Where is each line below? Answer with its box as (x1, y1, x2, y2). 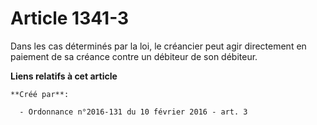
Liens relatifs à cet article (10, 70, 118, 82)
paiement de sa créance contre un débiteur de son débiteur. (10, 50, 258, 62)
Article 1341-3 (10, 7, 130, 30)
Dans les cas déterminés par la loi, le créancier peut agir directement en (10, 40, 307, 52)
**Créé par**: (10, 89, 70, 99)
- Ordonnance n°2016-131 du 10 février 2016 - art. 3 (19, 107, 248, 117)
